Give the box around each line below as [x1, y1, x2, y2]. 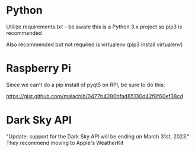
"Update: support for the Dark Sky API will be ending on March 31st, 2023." [6, 132, 190, 140]
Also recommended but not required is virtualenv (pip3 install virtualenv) [6, 41, 183, 48]
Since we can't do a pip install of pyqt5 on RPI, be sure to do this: [6, 81, 165, 88]
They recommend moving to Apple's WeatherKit [6, 139, 124, 146]
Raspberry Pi [6, 62, 71, 75]
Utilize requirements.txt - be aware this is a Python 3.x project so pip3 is [6, 23, 183, 30]
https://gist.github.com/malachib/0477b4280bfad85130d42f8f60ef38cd [6, 92, 184, 99]
